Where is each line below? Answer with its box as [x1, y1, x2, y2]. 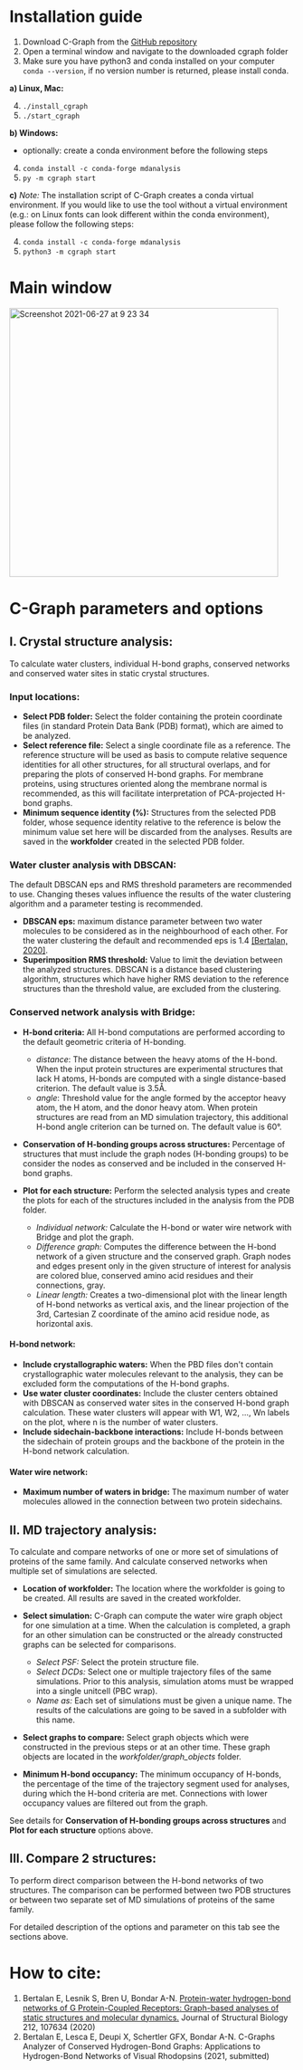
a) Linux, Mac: [9, 82, 64, 93]
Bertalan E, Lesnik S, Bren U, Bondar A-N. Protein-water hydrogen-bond [22, 1992, 291, 2003]
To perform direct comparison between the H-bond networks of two [9, 1874, 264, 1885]
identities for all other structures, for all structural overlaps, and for [22, 759, 271, 771]
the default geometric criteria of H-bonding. [22, 1036, 187, 1047]
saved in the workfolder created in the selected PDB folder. [22, 836, 245, 848]
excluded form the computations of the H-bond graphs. [22, 1378, 230, 1389]
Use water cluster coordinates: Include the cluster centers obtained [22, 1387, 279, 1398]
